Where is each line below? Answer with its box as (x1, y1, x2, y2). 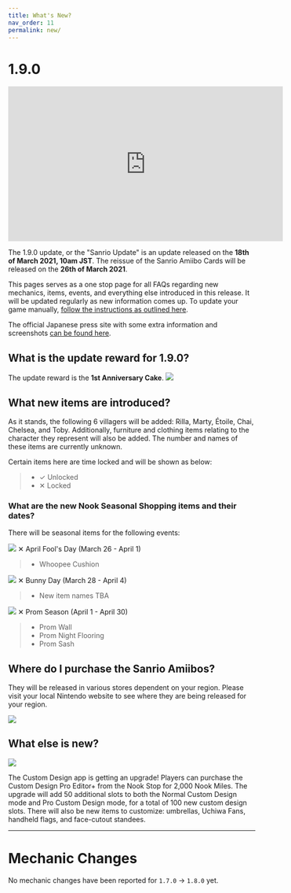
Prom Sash (38, 639, 75, 649)
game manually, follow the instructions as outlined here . (8, 304, 188, 315)
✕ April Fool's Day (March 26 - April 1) (17, 544, 141, 554)
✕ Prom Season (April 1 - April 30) (17, 607, 128, 617)
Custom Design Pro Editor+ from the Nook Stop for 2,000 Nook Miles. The (8, 780, 248, 791)
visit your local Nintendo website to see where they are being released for (8, 692, 247, 701)
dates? (8, 510, 35, 521)
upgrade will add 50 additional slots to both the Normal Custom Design (8, 789, 238, 799)
